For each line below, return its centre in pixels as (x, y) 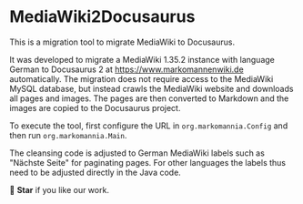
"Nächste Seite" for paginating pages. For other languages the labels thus (148, 162)
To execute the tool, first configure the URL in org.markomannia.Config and (149, 126)
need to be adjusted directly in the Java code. (96, 172)
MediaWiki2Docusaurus (102, 17)
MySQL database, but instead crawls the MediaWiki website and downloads (151, 88)
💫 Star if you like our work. (59, 189)
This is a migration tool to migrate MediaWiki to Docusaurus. (122, 42)
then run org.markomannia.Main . (68, 135)
